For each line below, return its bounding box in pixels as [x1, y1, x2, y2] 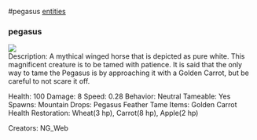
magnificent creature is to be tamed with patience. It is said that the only [8, 60, 242, 70]
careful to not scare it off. [8, 77, 90, 86]
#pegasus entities [8, 7, 66, 16]
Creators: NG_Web [8, 124, 69, 133]
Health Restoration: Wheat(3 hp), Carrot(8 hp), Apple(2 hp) [8, 109, 199, 118]
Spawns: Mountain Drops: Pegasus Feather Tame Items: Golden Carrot [8, 100, 237, 109]
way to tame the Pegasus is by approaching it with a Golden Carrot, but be [8, 68, 249, 77]
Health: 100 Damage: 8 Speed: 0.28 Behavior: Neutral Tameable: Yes [8, 92, 231, 101]
